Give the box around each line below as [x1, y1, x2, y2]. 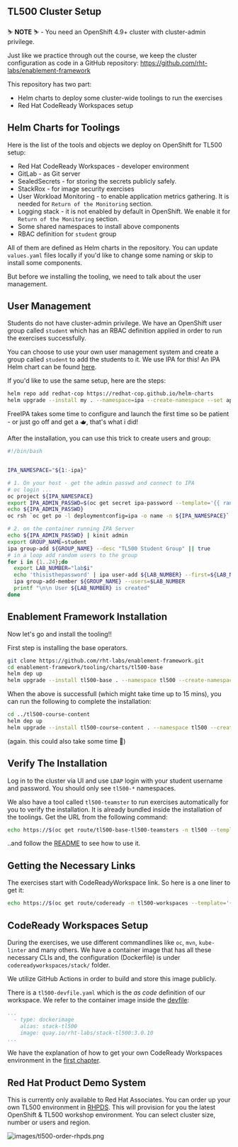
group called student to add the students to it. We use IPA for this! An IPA [7, 355, 221, 364]
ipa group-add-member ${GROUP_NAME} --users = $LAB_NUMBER [13, 578, 186, 586]
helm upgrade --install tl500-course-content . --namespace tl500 [7, 724, 208, 731]
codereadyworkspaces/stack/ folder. [7, 961, 110, 969]
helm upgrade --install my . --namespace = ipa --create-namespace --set [7, 397, 223, 404]
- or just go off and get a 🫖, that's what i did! [7, 418, 139, 426]
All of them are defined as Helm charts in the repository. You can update [7, 243, 218, 252]
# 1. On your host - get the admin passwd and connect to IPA [7, 479, 195, 486]
